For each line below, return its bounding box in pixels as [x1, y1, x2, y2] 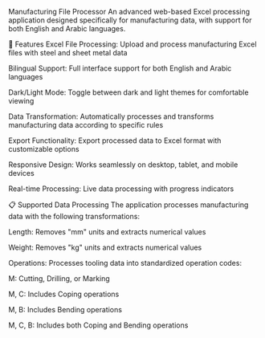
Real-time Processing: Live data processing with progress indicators [8, 184, 234, 193]
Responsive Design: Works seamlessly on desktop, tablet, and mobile [8, 160, 238, 169]
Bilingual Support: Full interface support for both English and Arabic [8, 63, 232, 73]
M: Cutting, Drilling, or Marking [8, 274, 110, 283]
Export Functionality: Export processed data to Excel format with [8, 136, 222, 145]
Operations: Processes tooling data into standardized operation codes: [8, 259, 243, 267]
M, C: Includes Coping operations [8, 289, 120, 299]
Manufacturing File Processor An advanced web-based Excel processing [8, 7, 251, 16]
